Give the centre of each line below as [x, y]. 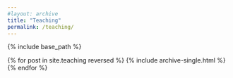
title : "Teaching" [34, 20]
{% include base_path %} [44, 47]
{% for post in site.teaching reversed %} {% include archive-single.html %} [116, 60]
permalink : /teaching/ [41, 27]
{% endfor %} [28, 68]
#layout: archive [33, 14]
